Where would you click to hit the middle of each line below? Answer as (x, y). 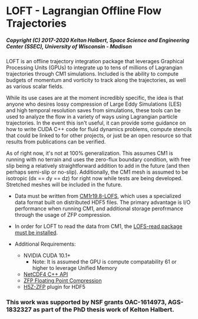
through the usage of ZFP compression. (63, 215)
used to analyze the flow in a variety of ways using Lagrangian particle (92, 117)
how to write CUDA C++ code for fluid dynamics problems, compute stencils (99, 129)
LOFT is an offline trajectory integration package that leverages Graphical (95, 61)
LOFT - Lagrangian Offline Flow (84, 11)
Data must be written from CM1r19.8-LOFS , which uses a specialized (98, 196)
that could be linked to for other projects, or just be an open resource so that (99, 136)
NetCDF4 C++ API (46, 274)
